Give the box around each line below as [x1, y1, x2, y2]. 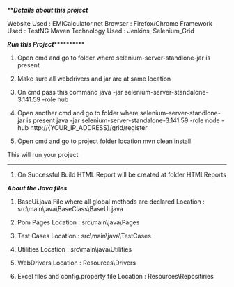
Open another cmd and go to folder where [17, 109, 139, 117]
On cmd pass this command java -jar [17, 88, 123, 96]
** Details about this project [7, 6, 88, 14]
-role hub [41, 95, 69, 104]
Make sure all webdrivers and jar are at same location [17, 74, 171, 83]
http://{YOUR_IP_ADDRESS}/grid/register [30, 124, 148, 131]
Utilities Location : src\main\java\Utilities [17, 245, 132, 253]
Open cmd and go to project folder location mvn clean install [17, 137, 192, 145]
